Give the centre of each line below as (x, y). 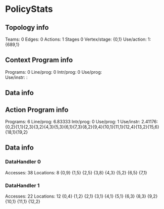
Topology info (27, 27)
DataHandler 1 (22, 185)
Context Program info (39, 60)
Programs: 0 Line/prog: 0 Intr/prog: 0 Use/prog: (54, 72)
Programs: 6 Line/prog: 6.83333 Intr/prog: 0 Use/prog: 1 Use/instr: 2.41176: (82, 122)
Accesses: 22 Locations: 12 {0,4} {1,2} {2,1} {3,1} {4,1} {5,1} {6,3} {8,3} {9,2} (81, 196)
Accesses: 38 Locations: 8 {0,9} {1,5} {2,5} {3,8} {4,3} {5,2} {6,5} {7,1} (76, 172)
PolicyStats (29, 9)
